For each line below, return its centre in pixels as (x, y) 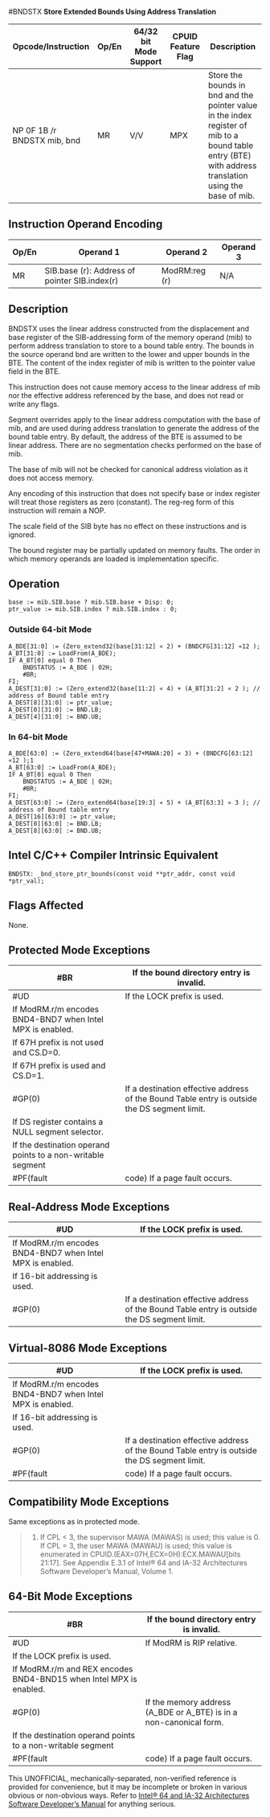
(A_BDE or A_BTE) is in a (191, 1712)
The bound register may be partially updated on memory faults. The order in (135, 550)
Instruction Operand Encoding (86, 224)
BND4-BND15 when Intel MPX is (75, 1679)
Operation (34, 584)
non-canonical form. (184, 1722)
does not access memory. (51, 478)
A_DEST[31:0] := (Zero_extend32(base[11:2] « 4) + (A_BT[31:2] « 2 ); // (135, 688)
